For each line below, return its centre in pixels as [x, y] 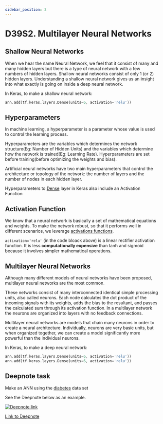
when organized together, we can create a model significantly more [73, 333]
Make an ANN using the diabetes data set [47, 388]
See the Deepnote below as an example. [45, 397]
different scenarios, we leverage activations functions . [60, 231]
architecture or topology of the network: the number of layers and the [75, 174]
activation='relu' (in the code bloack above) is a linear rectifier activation [80, 240]
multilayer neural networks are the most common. [55, 283]
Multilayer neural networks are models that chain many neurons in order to [80, 322]
